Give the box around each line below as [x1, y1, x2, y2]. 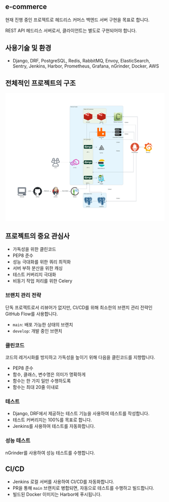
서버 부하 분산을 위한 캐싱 [12, 265, 63, 272]
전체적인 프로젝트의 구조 [5, 79, 76, 88]
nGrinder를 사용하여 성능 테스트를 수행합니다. [5, 450, 95, 456]
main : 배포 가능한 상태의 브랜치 [12, 321, 73, 327]
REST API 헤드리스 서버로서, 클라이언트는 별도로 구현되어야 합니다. [5, 27, 137, 34]
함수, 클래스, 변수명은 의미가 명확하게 [12, 371, 86, 377]
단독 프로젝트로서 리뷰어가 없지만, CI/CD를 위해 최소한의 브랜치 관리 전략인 [5, 304, 153, 310]
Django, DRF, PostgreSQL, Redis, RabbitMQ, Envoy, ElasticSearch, [12, 57, 150, 63]
